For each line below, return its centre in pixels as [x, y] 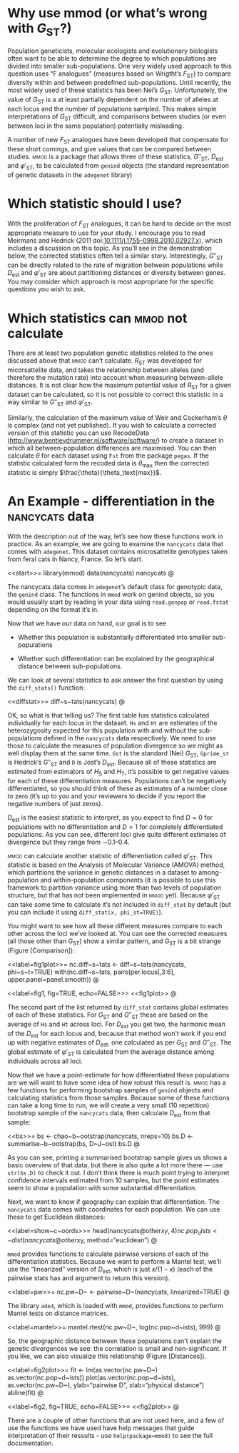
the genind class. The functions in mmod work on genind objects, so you [111, 594]
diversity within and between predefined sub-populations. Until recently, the [119, 83]
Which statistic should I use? [95, 204]
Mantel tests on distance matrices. [58, 1313]
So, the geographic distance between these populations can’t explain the [115, 1341]
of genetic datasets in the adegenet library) [70, 175]
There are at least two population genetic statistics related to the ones [110, 353]
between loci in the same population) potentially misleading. [96, 126]
